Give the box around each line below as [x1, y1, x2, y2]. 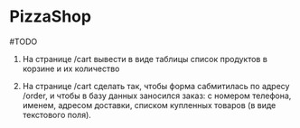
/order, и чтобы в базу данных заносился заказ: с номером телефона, [22, 90, 292, 101]
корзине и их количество [22, 63, 120, 74]
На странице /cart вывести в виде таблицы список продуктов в [22, 53, 268, 64]
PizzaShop [9, 6, 92, 27]
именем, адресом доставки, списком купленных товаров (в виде [22, 99, 277, 110]
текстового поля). [22, 109, 92, 120]
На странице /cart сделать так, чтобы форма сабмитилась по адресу [22, 80, 290, 91]
